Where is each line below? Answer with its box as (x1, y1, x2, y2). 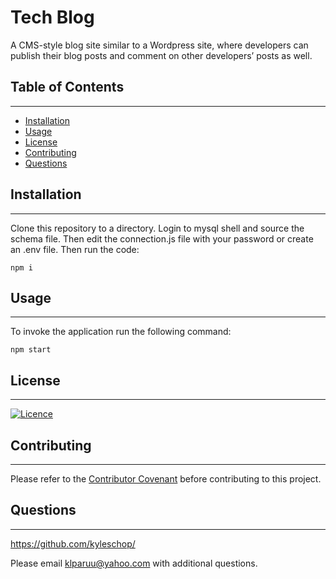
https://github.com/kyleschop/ (10, 537, 136, 550)
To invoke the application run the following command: (10, 326, 232, 338)
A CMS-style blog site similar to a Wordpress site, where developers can (10, 39, 309, 51)
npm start (10, 345, 52, 355)
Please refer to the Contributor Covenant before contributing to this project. (10, 473, 322, 485)
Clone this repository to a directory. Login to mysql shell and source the (10, 222, 305, 234)
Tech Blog (10, 6, 95, 29)
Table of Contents (10, 79, 125, 96)
